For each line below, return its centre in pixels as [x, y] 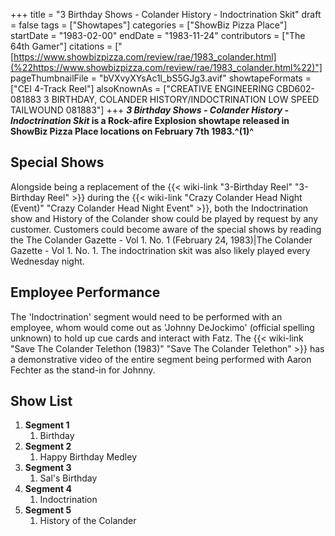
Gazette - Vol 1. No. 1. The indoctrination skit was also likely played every [160, 250]
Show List [41, 401]
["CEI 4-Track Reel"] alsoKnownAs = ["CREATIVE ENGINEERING [142, 88]
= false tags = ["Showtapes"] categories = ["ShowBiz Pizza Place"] [149, 25]
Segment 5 [48, 510]
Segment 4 [48, 489]
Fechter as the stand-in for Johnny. [83, 370]
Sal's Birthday [68, 478]
